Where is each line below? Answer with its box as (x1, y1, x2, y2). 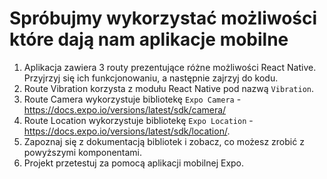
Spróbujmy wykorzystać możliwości (9, 7, 318, 30)
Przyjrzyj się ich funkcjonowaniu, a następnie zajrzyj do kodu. (23, 72, 279, 84)
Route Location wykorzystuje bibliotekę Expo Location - (23, 114, 254, 126)
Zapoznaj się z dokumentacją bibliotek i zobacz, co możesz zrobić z (23, 135, 305, 147)
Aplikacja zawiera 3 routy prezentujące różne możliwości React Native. (23, 61, 317, 73)
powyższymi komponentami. (23, 146, 143, 158)
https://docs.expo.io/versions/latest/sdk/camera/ (23, 103, 227, 116)
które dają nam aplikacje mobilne (9, 28, 289, 51)
